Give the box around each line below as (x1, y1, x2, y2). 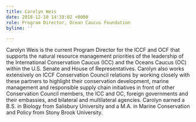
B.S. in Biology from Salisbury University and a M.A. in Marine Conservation (6, 103, 190, 110)
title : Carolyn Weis (6, 8, 57, 15)
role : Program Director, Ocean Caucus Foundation (6, 19, 131, 25)
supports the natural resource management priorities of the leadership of (6, 52, 184, 60)
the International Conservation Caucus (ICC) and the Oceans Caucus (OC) (6, 59, 187, 66)
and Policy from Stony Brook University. (6, 109, 103, 116)
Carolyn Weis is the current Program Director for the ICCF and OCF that (6, 47, 180, 54)
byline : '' (6, 25, 33, 31)
